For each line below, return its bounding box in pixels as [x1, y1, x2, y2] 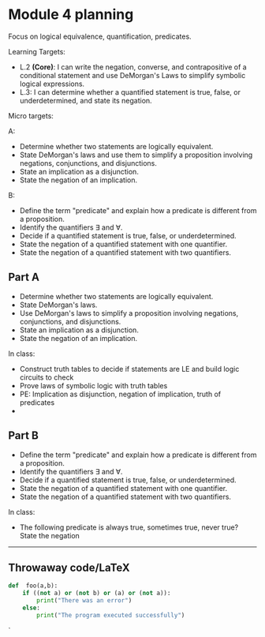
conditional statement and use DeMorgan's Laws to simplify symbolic [19, 70, 246, 80]
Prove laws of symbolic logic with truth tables [19, 380, 168, 390]
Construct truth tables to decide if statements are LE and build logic [19, 364, 240, 373]
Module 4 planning [8, 6, 134, 24]
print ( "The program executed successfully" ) [36, 611, 185, 619]
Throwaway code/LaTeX [8, 560, 130, 574]
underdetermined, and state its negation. [19, 96, 152, 105]
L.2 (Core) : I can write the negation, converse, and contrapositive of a [19, 62, 247, 72]
